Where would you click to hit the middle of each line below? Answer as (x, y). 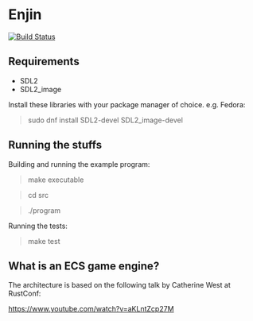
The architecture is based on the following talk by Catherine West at (119, 285)
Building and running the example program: (79, 164)
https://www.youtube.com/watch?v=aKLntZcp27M (91, 309)
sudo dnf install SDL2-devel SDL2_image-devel (105, 120)
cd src (38, 195)
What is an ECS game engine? (84, 266)
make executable (56, 180)
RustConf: (25, 294)
